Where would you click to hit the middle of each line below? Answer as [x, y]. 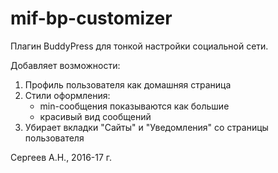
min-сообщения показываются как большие [134, 106]
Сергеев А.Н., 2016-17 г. [61, 157]
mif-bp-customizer [91, 18]
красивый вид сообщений [95, 116]
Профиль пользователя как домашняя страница [128, 84]
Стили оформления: [67, 95]
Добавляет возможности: [65, 65]
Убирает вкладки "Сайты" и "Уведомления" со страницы [146, 127]
